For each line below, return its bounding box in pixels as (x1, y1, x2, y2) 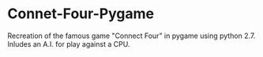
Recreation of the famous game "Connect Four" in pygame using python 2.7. (7, 31, 256, 40)
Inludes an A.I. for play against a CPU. (7, 39, 130, 48)
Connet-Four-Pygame (7, 5, 155, 23)
